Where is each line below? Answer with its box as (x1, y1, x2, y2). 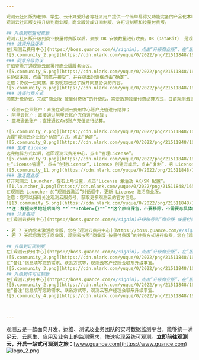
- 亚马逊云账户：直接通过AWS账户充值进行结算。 (6, 118, 108, 124)
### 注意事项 (6, 211, 35, 217)
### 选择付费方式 (6, 91, 43, 97)
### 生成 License (6, 145, 47, 151)
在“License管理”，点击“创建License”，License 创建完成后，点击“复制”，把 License (6, 161, 194, 168)
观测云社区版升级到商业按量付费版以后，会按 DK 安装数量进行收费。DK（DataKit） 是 (6, 36, 189, 41)
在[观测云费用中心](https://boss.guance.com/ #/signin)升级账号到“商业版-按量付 (6, 217, 191, 223)
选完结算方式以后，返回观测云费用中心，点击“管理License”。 (6, 150, 136, 157)
